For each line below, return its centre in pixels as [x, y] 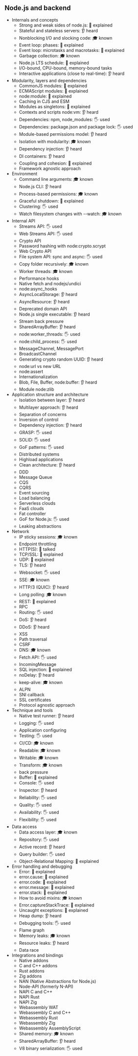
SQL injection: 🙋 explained [45, 669]
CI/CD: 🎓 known [36, 743]
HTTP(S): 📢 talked [37, 549]
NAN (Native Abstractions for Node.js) [57, 981]
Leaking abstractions [40, 526]
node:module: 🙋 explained [45, 96]
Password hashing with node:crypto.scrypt [62, 246]
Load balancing [34, 498]
